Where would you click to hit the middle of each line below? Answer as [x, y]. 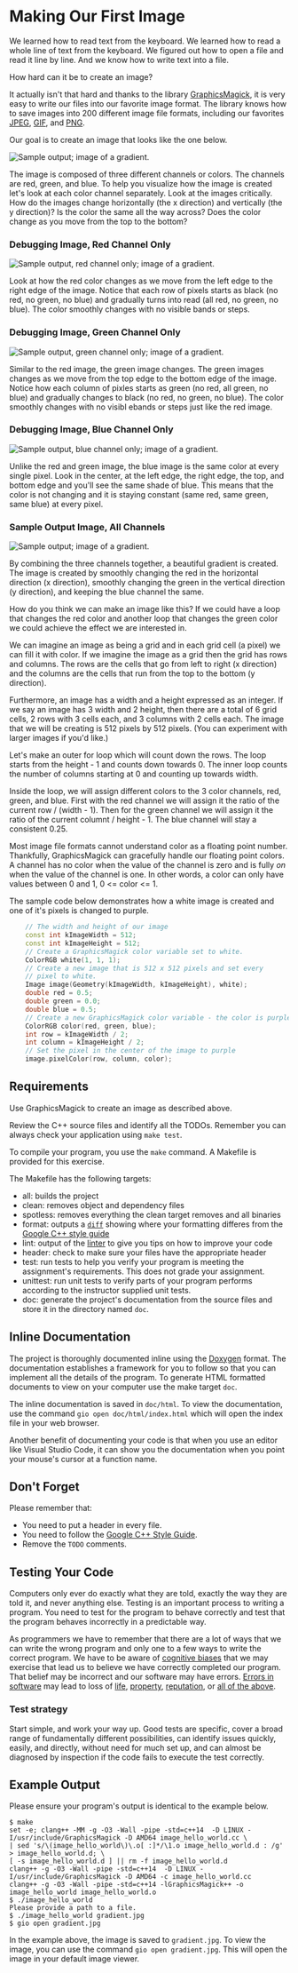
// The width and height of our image [97, 927]
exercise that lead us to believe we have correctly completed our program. [145, 1667]
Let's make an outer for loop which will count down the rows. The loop [138, 755]
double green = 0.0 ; [63, 1001]
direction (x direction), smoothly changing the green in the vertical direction [147, 583]
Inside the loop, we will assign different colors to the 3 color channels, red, [145, 792]
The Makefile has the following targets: [80, 1178]
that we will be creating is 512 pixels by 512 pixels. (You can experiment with [149, 728]
